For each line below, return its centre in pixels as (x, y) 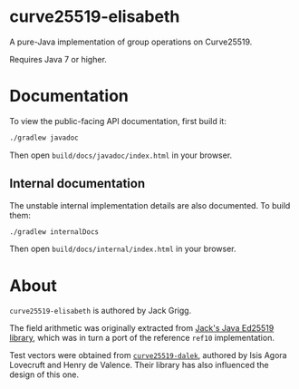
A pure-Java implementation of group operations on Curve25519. (131, 42)
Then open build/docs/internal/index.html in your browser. (123, 249)
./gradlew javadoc (44, 138)
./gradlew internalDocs (54, 232)
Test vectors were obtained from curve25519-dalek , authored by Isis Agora (148, 355)
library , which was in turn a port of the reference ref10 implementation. (142, 338)
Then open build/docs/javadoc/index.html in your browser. (121, 155)
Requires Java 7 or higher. (58, 59)
